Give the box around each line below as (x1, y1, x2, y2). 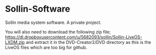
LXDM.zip (5, 39, 25, 45)
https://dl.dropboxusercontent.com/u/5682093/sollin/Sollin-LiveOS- (5, 34, 143, 40)
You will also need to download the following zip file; (5, 29, 111, 35)
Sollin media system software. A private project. (5, 19, 102, 25)
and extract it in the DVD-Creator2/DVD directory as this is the (25, 39, 152, 45)
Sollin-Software (5, 3, 70, 15)
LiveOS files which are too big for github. (5, 44, 88, 50)
